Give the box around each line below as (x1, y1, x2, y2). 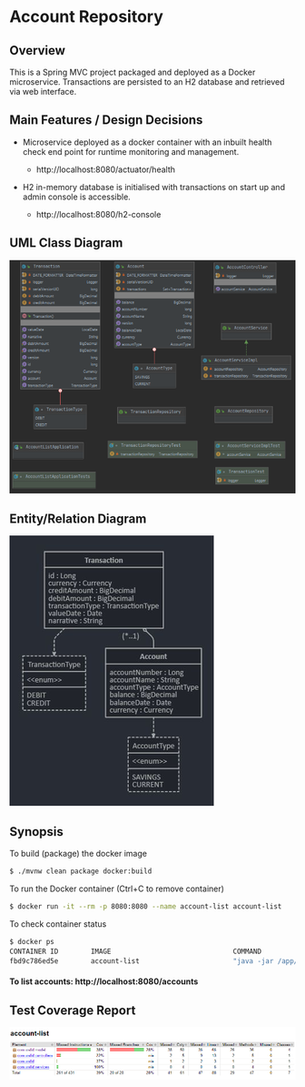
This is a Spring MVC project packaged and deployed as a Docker (9, 66, 256, 77)
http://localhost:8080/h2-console (35, 208, 162, 219)
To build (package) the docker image (9, 848, 148, 859)
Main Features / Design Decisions (9, 112, 203, 128)
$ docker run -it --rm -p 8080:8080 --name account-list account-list (9, 902, 282, 911)
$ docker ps (9, 937, 54, 946)
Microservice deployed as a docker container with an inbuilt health (22, 137, 272, 147)
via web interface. (9, 86, 77, 97)
